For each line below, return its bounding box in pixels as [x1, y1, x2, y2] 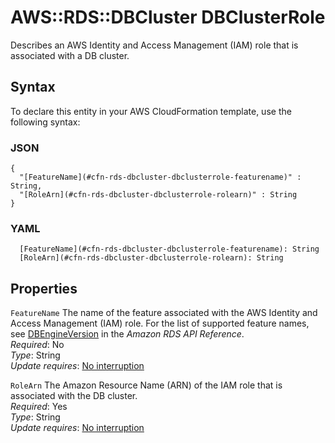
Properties [10, 280, 78, 297]
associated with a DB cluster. [10, 49, 130, 61]
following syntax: [10, 116, 81, 128]
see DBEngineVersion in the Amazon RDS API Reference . [10, 328, 245, 340]
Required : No [10, 339, 65, 351]
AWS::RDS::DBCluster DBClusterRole [10, 6, 326, 29]
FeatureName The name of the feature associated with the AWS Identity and [10, 307, 318, 319]
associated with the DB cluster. [10, 390, 138, 402]
